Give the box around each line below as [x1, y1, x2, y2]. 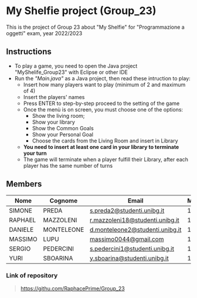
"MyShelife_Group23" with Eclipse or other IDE [14, 69, 128, 76]
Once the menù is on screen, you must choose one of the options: [23, 106, 184, 113]
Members [6, 179, 42, 189]
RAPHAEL [9, 216, 36, 224]
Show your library [32, 118, 75, 126]
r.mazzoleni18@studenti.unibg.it [90, 216, 180, 224]
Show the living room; [32, 112, 85, 119]
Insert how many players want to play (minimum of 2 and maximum [23, 81, 186, 88]
